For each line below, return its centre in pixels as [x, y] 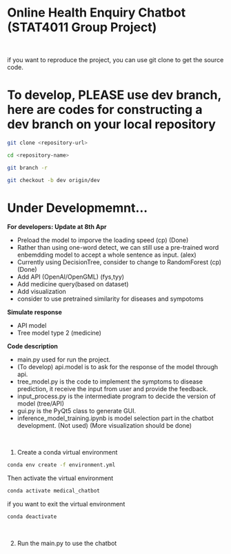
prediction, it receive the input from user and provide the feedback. [112, 389]
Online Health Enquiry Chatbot [97, 13]
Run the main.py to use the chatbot [67, 543]
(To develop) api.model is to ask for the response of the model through [118, 367]
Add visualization [42, 292]
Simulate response [34, 313]
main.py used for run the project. [64, 359]
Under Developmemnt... [78, 208]
